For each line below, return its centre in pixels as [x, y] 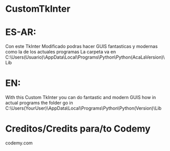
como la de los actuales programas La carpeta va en [61, 52]
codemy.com [19, 143]
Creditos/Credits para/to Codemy [78, 129]
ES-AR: [21, 32]
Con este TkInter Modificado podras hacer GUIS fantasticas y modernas [81, 46]
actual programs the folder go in [39, 103]
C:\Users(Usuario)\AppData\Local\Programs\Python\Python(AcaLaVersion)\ [85, 57]
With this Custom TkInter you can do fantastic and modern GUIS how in [81, 97]
